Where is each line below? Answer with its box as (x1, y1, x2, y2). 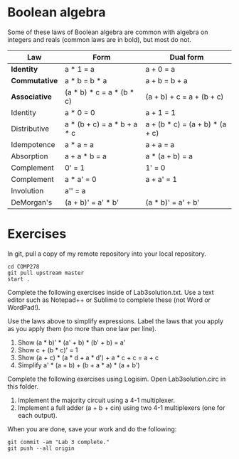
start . (7, 275, 31, 283)
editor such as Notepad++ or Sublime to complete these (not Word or (7, 296, 211, 304)
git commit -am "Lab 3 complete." (7, 438, 110, 445)
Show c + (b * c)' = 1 (17, 345, 78, 354)
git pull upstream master (7, 269, 84, 276)
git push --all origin (7, 445, 75, 452)
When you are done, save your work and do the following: (7, 424, 177, 433)
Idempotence (11, 139, 55, 149)
